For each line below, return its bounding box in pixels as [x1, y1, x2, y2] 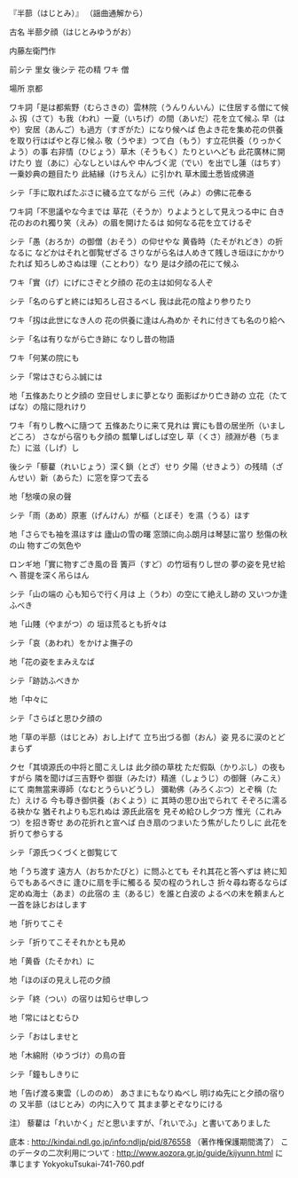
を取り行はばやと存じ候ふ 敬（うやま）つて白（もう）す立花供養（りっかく [9, 136, 284, 145]
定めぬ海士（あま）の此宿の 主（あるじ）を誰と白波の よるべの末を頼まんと [9, 888, 286, 899]
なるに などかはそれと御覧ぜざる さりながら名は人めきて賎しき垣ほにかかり [9, 247, 286, 257]
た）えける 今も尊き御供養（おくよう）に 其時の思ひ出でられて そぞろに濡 [9, 795, 280, 805]
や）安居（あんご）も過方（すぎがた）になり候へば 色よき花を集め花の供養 [9, 124, 284, 135]
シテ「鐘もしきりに [9, 1069, 80, 1080]
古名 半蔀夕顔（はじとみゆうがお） [9, 27, 136, 37]
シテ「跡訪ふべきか [9, 675, 80, 686]
